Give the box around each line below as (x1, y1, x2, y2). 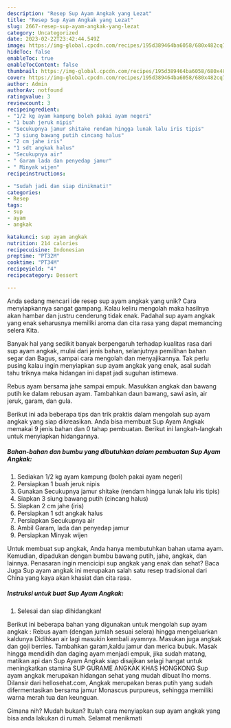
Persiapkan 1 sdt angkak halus (16, 509, 103, 517)
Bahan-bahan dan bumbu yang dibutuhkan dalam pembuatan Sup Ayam (7, 448, 221, 456)
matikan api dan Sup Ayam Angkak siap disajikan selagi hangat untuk (7, 656, 203, 665)
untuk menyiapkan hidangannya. (7, 432, 100, 440)
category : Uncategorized (7, 29, 78, 37)
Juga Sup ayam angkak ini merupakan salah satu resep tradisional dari (7, 566, 208, 574)
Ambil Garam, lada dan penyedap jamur (16, 523, 129, 532)
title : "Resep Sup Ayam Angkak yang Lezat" (7, 17, 134, 23)
